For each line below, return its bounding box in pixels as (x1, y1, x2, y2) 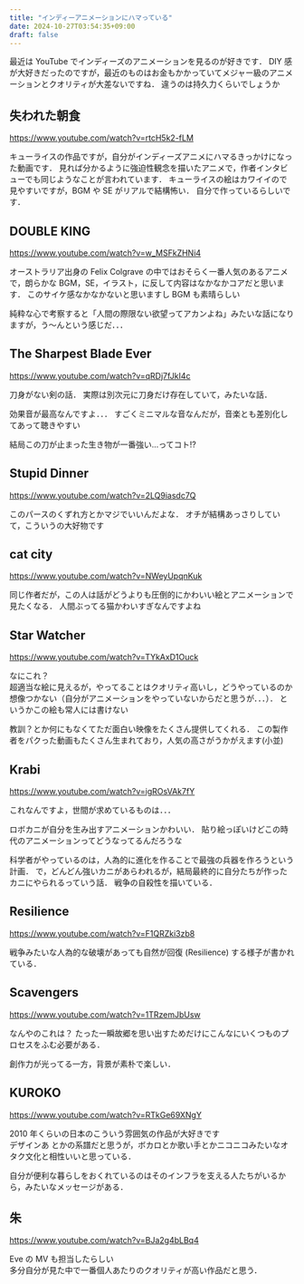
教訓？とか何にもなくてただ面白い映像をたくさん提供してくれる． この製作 (9, 724, 289, 734)
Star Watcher (9, 627, 86, 643)
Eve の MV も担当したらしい (9, 1253, 115, 1265)
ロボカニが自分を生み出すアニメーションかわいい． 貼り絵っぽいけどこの (9, 824, 280, 835)
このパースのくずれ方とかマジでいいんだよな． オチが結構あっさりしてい (9, 509, 280, 520)
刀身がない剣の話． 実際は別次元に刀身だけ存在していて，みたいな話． (9, 389, 273, 400)
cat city (9, 547, 53, 562)
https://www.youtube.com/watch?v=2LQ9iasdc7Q (9, 490, 196, 501)
